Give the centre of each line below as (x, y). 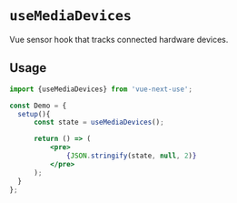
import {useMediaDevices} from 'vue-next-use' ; (101, 89)
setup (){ (34, 114)
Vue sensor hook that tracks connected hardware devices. (119, 39)
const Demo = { (38, 106)
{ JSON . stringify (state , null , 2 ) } (132, 156)
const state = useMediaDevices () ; (99, 122)
